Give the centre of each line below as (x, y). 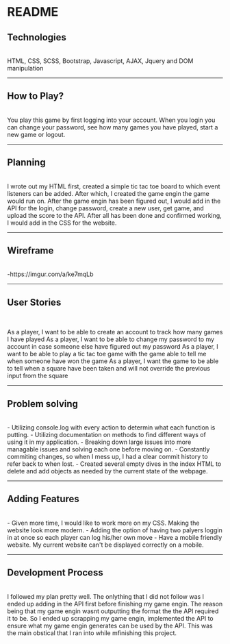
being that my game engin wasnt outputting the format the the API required (113, 611)
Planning (26, 163)
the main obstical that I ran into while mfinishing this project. (92, 633)
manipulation (25, 68)
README (33, 12)
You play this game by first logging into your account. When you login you (111, 120)
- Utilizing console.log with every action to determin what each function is (111, 428)
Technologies (37, 37)
